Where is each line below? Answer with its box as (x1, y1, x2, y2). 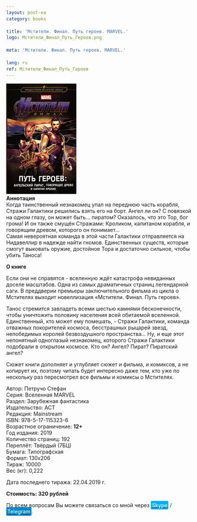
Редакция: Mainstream (6, 410, 63, 417)
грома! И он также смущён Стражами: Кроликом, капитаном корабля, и (6, 220, 190, 227)
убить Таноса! (6, 251, 42, 259)
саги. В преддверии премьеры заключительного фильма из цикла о (6, 287, 179, 294)
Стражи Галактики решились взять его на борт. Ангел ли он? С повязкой (6, 207, 192, 214)
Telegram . (7, 508, 33, 515)
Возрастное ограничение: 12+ (6, 423, 83, 430)
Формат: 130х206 (6, 454, 50, 461)
